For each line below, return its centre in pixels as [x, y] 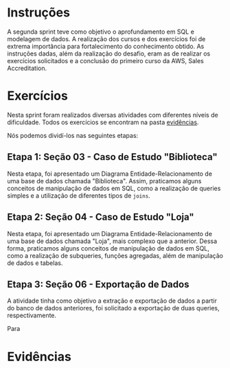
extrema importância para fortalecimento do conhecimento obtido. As [106, 46]
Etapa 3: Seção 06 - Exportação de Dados [98, 284]
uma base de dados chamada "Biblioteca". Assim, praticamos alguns [104, 181]
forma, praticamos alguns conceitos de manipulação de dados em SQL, [108, 248]
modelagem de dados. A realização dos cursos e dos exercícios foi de [106, 38]
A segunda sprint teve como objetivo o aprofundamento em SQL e [101, 32]
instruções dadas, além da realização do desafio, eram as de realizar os [109, 54]
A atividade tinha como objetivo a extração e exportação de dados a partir [112, 301]
